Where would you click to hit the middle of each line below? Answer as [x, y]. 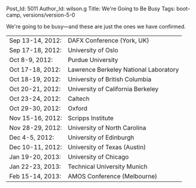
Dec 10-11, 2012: [36, 147]
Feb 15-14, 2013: [35, 176]
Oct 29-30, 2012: [35, 108]
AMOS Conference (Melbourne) [113, 176]
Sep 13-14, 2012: [35, 40]
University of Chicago [98, 157]
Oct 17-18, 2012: [35, 70]
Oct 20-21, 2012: [35, 89]
